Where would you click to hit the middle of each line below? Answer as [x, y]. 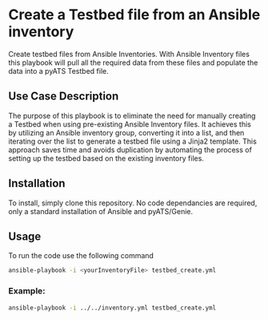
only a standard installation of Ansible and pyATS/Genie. [101, 211]
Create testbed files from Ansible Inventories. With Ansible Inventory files [129, 54]
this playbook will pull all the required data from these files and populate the [133, 63]
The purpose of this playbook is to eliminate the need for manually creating [132, 115]
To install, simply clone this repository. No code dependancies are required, [133, 203]
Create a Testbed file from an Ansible [134, 15]
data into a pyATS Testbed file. [59, 71]
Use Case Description [64, 97]
